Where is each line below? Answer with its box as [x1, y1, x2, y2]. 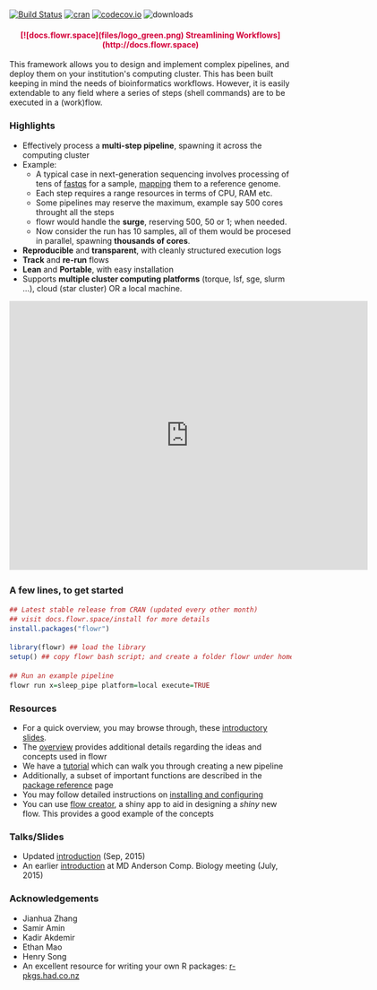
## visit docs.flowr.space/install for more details [9, 614, 210, 623]
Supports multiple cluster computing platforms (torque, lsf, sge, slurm [21, 274, 286, 284]
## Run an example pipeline [9, 672, 115, 681]
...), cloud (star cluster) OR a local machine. [21, 282, 183, 293]
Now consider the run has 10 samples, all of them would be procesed [35, 225, 291, 237]
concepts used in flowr [21, 751, 107, 762]
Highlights [9, 119, 56, 132]
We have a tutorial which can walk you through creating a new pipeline [21, 760, 284, 771]
